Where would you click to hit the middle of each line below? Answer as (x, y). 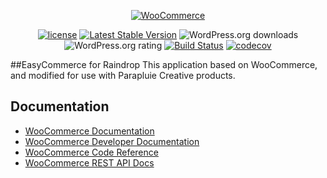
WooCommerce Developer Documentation (112, 141)
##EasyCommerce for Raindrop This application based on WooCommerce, (164, 64)
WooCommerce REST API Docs (89, 162)
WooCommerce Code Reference (91, 152)
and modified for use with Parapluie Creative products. (123, 75)
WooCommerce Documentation (89, 131)
